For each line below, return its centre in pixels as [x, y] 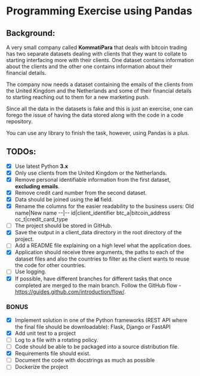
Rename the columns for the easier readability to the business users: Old [104, 206]
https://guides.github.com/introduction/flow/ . [70, 292]
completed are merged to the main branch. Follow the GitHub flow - [98, 285]
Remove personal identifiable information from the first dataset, [93, 179]
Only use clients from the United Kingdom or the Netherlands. [91, 173]
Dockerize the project [41, 367]
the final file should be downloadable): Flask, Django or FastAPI [93, 326]
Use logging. [30, 272]
